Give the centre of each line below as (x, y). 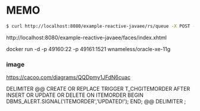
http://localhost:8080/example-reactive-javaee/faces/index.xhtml (86, 37)
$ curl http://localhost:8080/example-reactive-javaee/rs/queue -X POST (98, 26)
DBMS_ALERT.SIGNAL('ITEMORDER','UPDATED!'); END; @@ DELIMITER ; (96, 102)
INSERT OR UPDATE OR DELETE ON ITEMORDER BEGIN (75, 95)
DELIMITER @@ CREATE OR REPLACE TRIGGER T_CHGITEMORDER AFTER (98, 89)
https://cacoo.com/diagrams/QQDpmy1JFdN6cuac (68, 77)
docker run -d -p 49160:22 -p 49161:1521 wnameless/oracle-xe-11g (88, 49)
